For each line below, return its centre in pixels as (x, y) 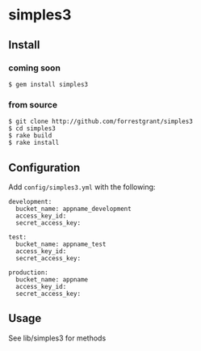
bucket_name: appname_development (73, 209)
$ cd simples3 (32, 129)
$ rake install (34, 143)
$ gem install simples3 (48, 84)
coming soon (34, 68)
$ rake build (30, 136)
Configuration (44, 167)
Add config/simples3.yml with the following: (82, 187)
